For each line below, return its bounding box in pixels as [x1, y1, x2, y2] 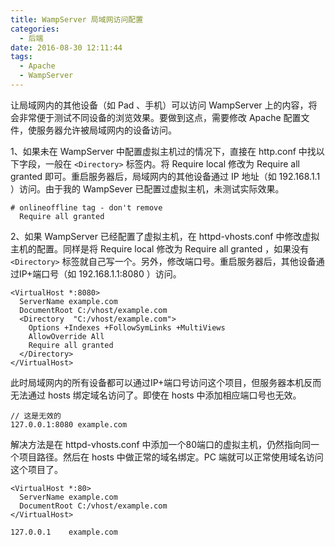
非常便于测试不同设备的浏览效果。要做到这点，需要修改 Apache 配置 [18, 111, 302, 123]
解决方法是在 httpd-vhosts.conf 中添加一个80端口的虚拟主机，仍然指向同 [10, 438, 312, 450]
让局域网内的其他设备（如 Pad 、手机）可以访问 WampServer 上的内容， [10, 99, 309, 111]
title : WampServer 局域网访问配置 [10, 14, 144, 25]
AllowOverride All [28, 331, 105, 341]
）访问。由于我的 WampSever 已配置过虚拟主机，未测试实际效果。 [10, 182, 285, 195]
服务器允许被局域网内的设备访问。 [36, 124, 177, 136]
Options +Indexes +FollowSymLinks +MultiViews [28, 322, 226, 333]
